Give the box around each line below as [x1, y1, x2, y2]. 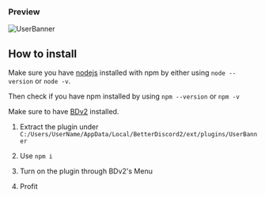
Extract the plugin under [19, 122, 99, 132]
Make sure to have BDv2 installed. [8, 107, 119, 117]
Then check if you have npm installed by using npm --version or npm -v [8, 91, 240, 101]
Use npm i [19, 151, 53, 161]
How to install [8, 46, 78, 61]
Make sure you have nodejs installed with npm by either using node [8, 68, 225, 77]
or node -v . [35, 76, 71, 86]
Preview [8, 6, 40, 17]
